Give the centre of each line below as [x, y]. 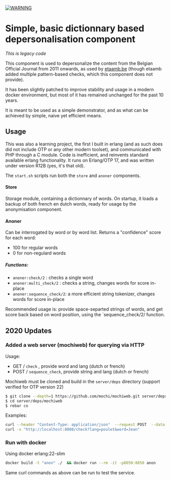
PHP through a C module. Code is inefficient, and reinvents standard [77, 155]
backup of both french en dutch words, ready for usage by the [71, 204]
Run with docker [26, 443]
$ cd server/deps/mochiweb [34, 401]
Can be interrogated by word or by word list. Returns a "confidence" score [83, 233]
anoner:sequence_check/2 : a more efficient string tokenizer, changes [84, 294]
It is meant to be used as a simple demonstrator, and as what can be [77, 110]
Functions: [17, 265]
